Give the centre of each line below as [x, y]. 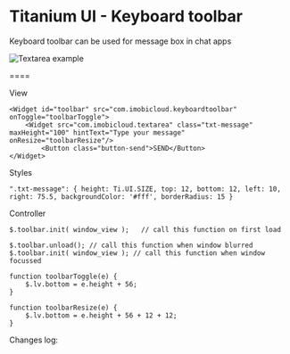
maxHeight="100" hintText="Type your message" [97, 132]
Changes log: [34, 340]
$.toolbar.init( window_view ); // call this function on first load [145, 229]
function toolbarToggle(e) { [63, 276]
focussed [25, 260]
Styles [21, 172]
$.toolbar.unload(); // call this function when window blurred [131, 245]
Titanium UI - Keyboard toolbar [126, 16]
